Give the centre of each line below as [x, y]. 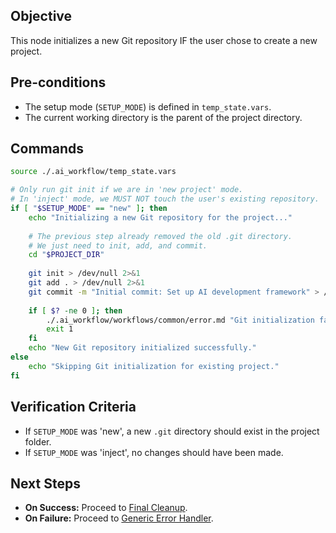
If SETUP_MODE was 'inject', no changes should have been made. [154, 452]
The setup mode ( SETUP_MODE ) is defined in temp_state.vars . [148, 106]
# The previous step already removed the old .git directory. [160, 236]
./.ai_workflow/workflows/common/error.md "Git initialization [180, 320]
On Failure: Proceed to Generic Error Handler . [119, 518]
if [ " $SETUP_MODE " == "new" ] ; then [89, 209]
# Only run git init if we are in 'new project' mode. [127, 190]
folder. [38, 441]
